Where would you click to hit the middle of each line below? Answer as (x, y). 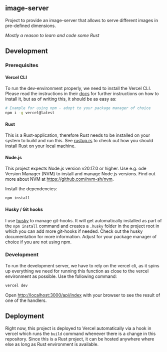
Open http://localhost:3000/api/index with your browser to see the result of (83, 295)
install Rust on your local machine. (40, 146)
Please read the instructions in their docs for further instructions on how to (82, 94)
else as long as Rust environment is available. (52, 344)
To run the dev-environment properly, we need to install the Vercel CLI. (78, 88)
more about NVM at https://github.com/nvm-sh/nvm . (59, 179)
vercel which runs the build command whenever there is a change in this (80, 333)
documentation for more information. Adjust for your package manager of (81, 236)
